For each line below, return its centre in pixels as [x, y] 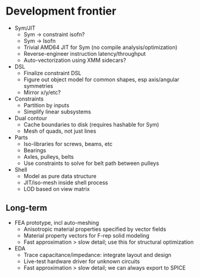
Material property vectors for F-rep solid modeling [86, 235]
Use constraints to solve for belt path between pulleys [91, 163]
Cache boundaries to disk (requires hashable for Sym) [91, 124]
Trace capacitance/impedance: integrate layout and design [97, 255]
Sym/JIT [25, 28]
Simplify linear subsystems [57, 112]
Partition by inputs [46, 105]
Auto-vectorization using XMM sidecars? [75, 60]
